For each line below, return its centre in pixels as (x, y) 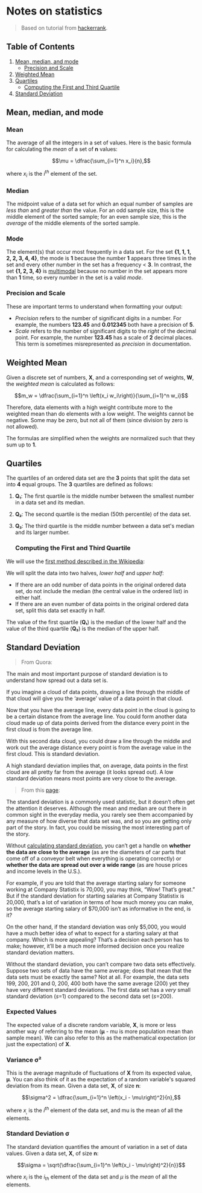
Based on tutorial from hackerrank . (64, 28)
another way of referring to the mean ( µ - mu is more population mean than (100, 1031)
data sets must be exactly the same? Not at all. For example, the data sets (98, 977)
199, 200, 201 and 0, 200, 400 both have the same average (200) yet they (98, 983)
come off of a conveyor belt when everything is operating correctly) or (94, 858)
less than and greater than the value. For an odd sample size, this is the (95, 210)
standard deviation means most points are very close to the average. (91, 778)
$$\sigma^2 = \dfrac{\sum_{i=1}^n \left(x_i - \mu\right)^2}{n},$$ (101, 1098)
